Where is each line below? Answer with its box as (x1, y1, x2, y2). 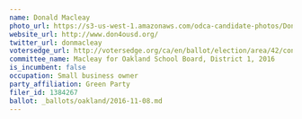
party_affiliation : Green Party (9, 80, 130, 89)
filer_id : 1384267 (9, 88, 78, 97)
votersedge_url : (9, 47, 70, 55)
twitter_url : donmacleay (9, 38, 102, 47)
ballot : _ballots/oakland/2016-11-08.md (9, 96, 164, 106)
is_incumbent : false (9, 64, 87, 72)
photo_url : (9, 21, 50, 30)
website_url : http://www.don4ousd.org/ (9, 30, 159, 38)
